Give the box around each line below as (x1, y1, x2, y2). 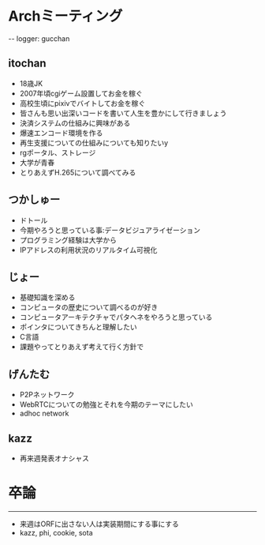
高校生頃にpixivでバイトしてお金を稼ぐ (19, 98, 146, 107)
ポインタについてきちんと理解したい (19, 322, 137, 332)
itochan (8, 57, 47, 70)
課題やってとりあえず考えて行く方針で (19, 342, 144, 351)
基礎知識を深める (19, 293, 76, 303)
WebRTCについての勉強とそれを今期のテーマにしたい (19, 400, 193, 409)
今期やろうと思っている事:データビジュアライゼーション (19, 225, 201, 235)
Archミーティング (8, 7, 123, 25)
